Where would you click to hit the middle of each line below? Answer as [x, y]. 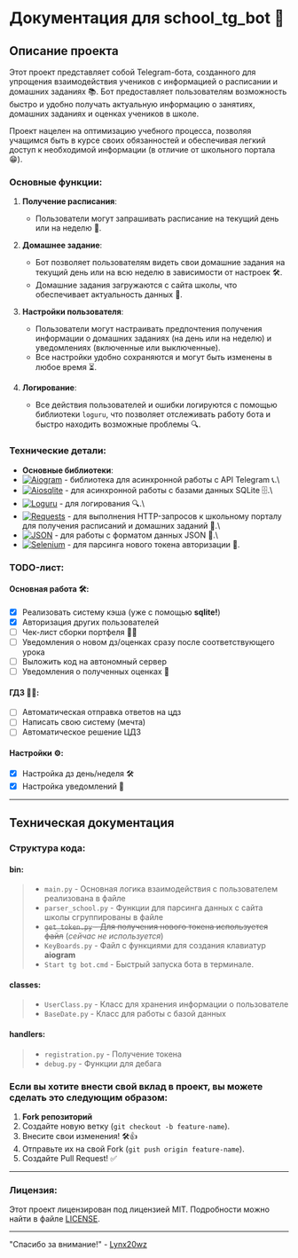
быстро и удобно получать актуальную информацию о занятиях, [132, 104]
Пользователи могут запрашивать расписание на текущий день [157, 219]
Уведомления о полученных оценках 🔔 [96, 672]
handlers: [27, 1034]
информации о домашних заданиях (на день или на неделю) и [153, 338]
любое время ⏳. [66, 367]
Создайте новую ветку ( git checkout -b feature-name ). [126, 1126]
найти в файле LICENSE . [55, 1219]
